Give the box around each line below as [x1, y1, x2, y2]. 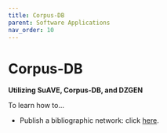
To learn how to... [8, 101, 65, 110]
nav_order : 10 [8, 26, 55, 34]
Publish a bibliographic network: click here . [19, 116, 159, 125]
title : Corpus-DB [8, 11, 65, 20]
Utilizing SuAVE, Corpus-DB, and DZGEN [8, 85, 143, 95]
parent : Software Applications [8, 19, 111, 27]
